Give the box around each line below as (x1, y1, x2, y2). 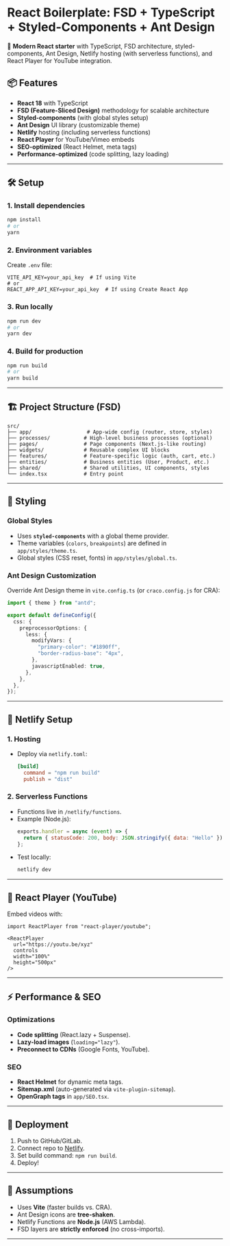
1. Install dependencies (7, 201, 86, 210)
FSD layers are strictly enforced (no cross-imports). (16, 1225, 166, 1233)
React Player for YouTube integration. (7, 56, 112, 64)
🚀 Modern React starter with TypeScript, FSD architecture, (7, 42, 174, 50)
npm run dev (7, 317, 41, 325)
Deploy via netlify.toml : (16, 749, 88, 758)
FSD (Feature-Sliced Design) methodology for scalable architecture (16, 106, 209, 114)
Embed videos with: (7, 910, 63, 919)
